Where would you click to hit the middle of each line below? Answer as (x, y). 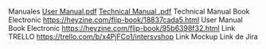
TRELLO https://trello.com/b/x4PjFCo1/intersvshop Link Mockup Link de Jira (133, 36)
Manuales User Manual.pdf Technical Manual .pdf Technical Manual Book (129, 11)
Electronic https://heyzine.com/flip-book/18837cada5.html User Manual (125, 20)
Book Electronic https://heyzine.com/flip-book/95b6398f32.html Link (122, 28)
